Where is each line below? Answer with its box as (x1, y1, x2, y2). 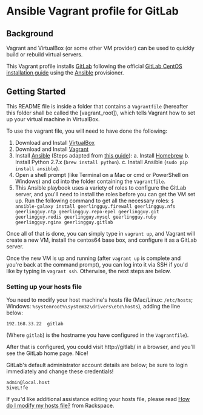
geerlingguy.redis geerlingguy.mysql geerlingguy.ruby (15, 214, 157, 220)
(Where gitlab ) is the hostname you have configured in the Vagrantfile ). (6, 331, 189, 339)
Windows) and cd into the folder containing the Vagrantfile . (15, 178, 165, 185)
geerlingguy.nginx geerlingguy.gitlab (15, 219, 113, 225)
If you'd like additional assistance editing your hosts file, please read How (6, 396, 190, 403)
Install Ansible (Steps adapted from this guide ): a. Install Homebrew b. (15, 151, 190, 159)
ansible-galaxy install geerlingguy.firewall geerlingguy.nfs (15, 203, 176, 210)
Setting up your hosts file (6, 282, 82, 291)
